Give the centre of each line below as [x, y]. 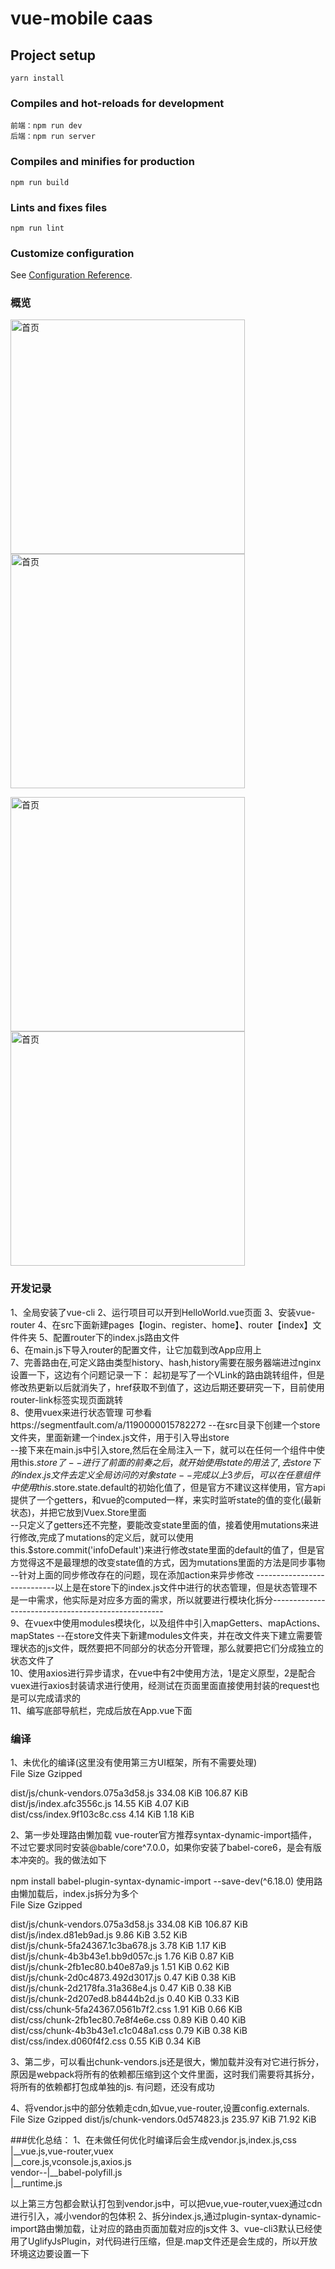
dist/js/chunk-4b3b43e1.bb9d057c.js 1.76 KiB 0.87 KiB [122, 1956]
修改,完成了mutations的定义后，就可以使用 [106, 1537]
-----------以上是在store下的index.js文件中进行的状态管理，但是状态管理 [159, 1587]
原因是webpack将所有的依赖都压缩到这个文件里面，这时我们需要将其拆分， [165, 2074]
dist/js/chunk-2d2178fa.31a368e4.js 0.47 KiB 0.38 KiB [121, 1988]
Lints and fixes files [59, 207]
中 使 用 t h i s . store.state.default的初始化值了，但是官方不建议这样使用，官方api [168, 1487]
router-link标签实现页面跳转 [67, 1399]
